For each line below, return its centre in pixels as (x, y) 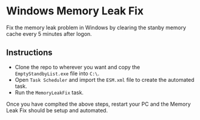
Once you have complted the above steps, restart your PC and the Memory (99, 104)
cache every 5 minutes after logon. (49, 33)
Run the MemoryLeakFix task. (49, 92)
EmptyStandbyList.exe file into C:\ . (57, 73)
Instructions (29, 53)
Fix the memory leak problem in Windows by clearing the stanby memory (96, 27)
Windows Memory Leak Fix (75, 11)
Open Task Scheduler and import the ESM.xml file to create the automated (104, 79)
